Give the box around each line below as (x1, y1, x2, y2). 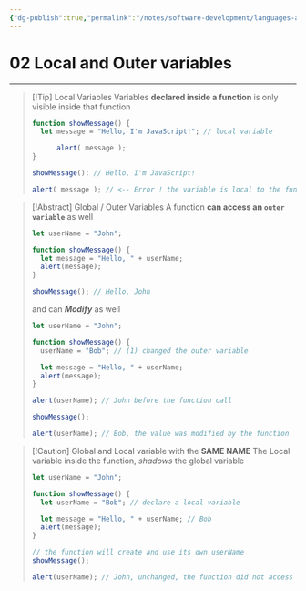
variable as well (31, 211, 94, 222)
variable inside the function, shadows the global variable (31, 455, 245, 466)
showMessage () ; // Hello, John (31, 287, 151, 296)
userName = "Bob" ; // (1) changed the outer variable (40, 346, 249, 356)
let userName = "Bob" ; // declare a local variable (40, 498, 240, 507)
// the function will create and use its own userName (31, 548, 245, 557)
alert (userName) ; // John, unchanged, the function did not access (31, 572, 293, 582)
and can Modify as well (31, 304, 121, 315)
